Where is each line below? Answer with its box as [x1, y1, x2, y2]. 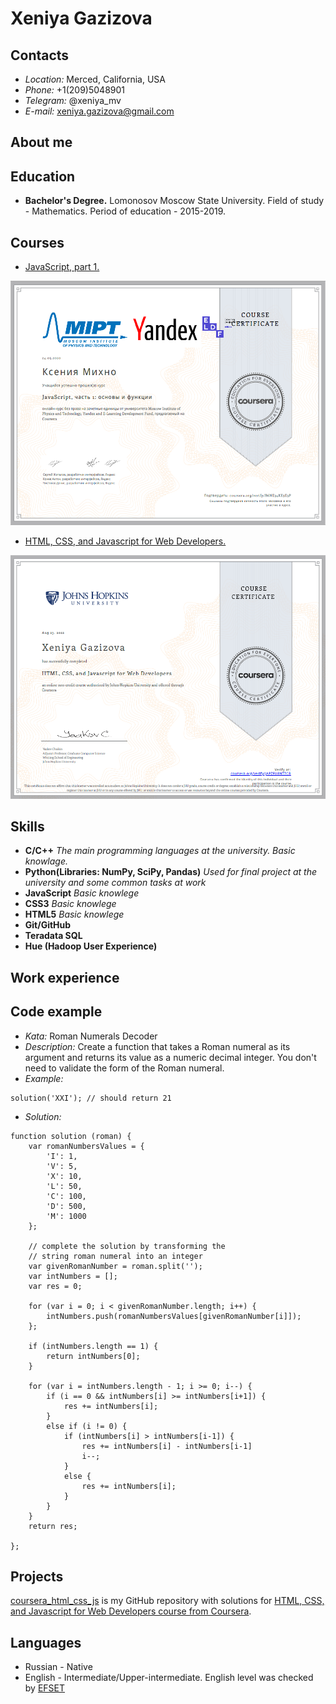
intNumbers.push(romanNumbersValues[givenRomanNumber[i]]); [46, 1311, 302, 1321]
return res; [28, 1521, 78, 1531]
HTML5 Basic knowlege [24, 908, 125, 921]
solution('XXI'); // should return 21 [10, 1093, 172, 1103]
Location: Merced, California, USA [24, 73, 166, 85]
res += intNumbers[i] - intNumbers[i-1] [81, 1441, 253, 1451]
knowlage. [24, 855, 69, 867]
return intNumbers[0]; [46, 1351, 141, 1361]
